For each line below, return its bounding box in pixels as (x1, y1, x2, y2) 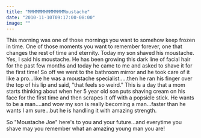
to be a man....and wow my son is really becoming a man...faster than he (6, 101, 186, 108)
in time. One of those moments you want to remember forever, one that (6, 43, 182, 50)
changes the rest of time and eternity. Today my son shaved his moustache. (6, 49, 194, 57)
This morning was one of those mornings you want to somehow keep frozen (6, 37, 196, 44)
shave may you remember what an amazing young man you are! (6, 125, 165, 133)
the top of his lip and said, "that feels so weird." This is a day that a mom (6, 81, 185, 89)
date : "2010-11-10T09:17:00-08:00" (6, 14, 96, 20)
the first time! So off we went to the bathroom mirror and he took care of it (6, 69, 190, 76)
